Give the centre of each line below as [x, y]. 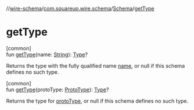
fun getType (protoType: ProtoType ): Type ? [57, 90]
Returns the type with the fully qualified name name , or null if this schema [96, 66]
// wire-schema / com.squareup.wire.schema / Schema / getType [80, 8]
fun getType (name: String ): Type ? [47, 54]
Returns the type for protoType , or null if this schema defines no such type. [97, 101]
